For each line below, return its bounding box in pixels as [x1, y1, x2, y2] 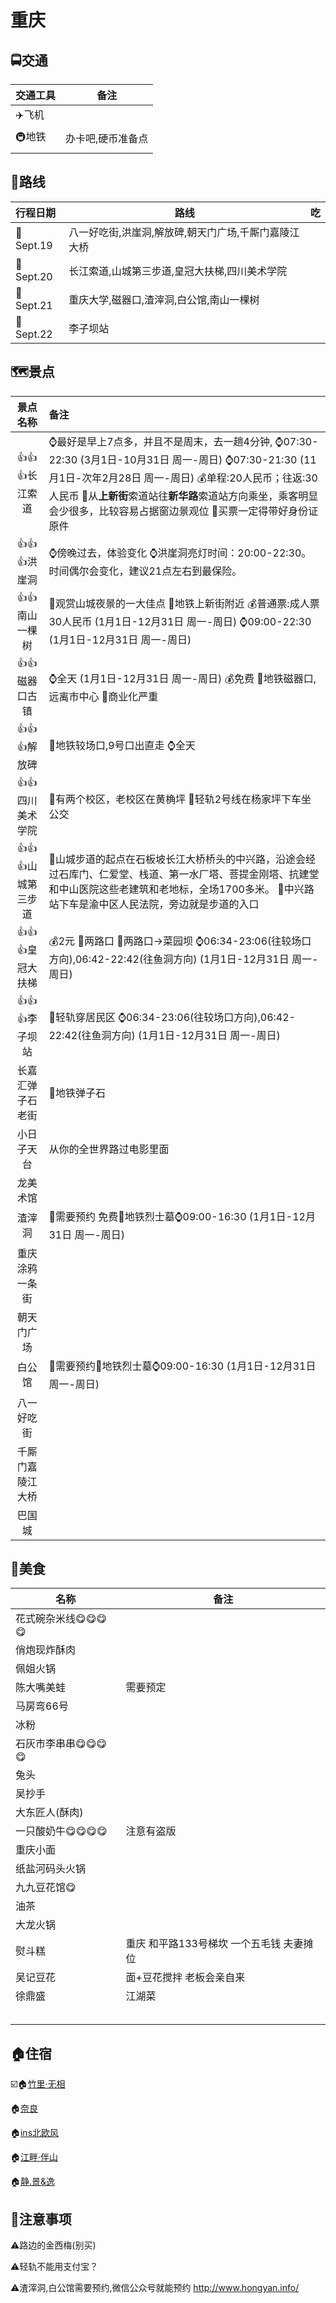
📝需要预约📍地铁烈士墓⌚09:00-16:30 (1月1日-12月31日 [48, 1359, 317, 1373]
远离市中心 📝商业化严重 [48, 689, 159, 703]
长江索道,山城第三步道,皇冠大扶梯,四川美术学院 [68, 264, 288, 278]
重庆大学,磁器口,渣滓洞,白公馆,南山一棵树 [68, 292, 260, 306]
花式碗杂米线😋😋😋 [15, 1612, 108, 1626]
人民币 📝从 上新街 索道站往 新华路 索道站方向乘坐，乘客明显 [48, 489, 319, 503]
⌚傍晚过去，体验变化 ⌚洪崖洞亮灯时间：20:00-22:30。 [48, 546, 312, 560]
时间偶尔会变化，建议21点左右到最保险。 [48, 564, 243, 578]
